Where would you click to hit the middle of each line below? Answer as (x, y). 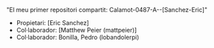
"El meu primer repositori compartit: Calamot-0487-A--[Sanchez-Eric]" (107, 10)
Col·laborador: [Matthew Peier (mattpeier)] (76, 30)
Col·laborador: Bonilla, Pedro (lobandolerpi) (78, 37)
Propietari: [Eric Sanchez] (53, 23)
